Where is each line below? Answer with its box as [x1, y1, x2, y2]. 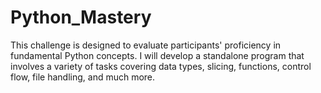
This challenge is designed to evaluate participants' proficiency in [10, 39, 282, 51]
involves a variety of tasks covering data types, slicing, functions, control [10, 60, 312, 72]
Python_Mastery [10, 6, 152, 29]
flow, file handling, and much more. [10, 71, 156, 83]
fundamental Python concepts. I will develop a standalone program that [10, 49, 305, 61]
